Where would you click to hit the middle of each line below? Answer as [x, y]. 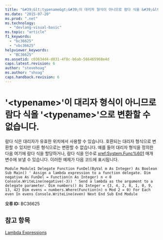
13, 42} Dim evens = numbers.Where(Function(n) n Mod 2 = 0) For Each [78, 190]
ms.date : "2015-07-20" [28, 14]
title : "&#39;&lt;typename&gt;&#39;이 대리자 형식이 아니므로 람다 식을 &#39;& [80, 9]
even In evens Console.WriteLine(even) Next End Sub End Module [71, 194]
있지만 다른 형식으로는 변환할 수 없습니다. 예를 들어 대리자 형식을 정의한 [86, 147]
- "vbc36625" [23, 46]
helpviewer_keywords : [27, 50]
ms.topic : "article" [26, 32]
